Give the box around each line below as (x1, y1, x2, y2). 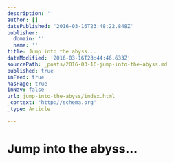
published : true (7, 67, 54, 74)
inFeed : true (7, 73, 45, 81)
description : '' (7, 10, 54, 17)
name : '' (13, 42, 39, 49)
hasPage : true (7, 80, 48, 87)
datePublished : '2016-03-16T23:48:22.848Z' (7, 23, 134, 29)
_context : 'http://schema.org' (7, 99, 97, 106)
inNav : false (7, 86, 45, 93)
